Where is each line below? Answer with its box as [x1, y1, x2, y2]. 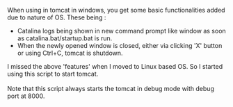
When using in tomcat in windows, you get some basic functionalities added [7, 6, 225, 14]
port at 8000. [7, 92, 45, 100]
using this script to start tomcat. [7, 69, 99, 78]
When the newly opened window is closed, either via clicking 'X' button [17, 42, 223, 49]
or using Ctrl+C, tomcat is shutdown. [17, 49, 123, 57]
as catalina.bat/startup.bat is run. [17, 34, 113, 42]
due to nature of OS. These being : [7, 13, 106, 22]
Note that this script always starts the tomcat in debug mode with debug [7, 85, 214, 92]
